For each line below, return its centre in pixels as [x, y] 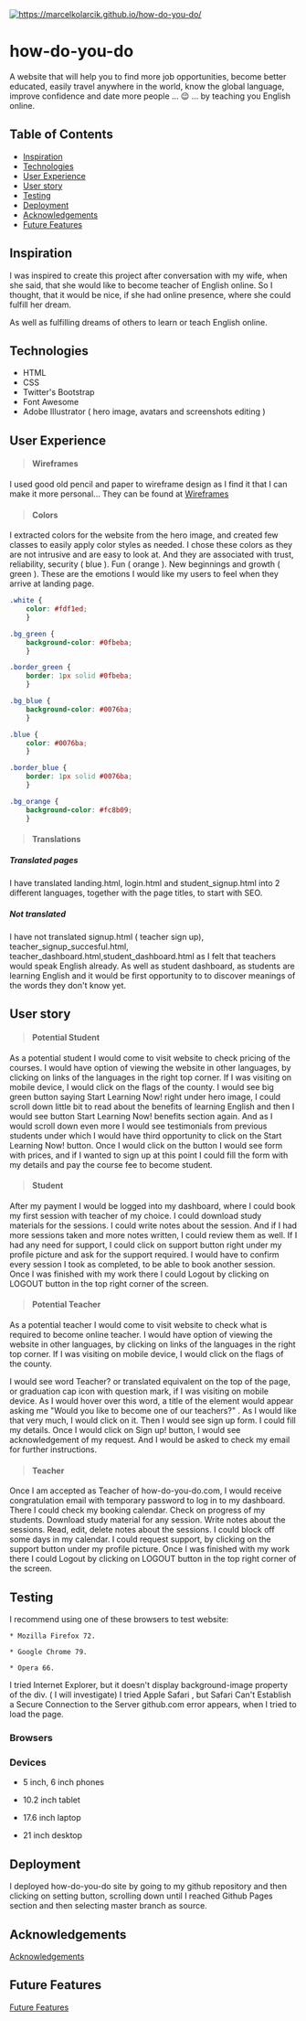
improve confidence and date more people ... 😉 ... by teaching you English [150, 96]
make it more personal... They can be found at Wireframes [119, 494]
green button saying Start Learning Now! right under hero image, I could [145, 1096]
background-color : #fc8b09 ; [79, 810]
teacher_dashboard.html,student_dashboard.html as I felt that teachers [143, 957]
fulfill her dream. [40, 305]
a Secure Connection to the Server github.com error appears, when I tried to [153, 1705]
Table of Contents [62, 135]
